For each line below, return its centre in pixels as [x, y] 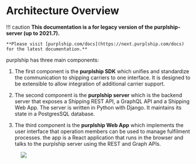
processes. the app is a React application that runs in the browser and [99, 137]
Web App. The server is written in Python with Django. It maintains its [98, 107]
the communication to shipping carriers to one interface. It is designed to [102, 77]
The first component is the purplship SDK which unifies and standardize [102, 71]
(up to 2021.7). [42, 33]
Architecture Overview [63, 11]
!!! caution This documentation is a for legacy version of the [80, 27]
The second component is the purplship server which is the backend [98, 95]
